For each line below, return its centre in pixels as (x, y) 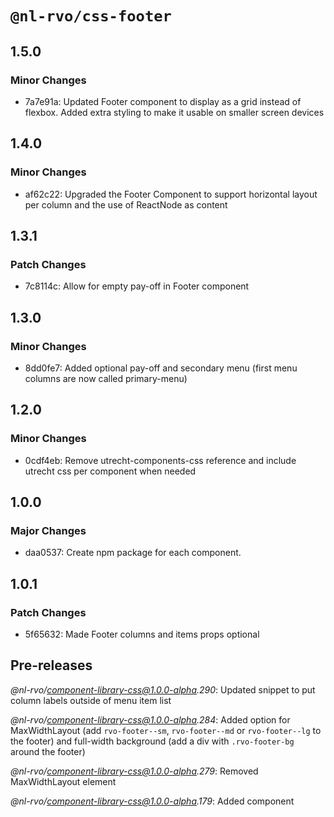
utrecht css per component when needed (110, 471)
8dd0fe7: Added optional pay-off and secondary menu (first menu (161, 368)
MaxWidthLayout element (63, 781)
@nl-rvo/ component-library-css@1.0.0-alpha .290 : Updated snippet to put (163, 689)
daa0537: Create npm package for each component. (133, 553)
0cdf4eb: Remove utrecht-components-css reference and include (160, 460)
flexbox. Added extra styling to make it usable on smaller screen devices (174, 112)
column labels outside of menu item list (91, 700)
